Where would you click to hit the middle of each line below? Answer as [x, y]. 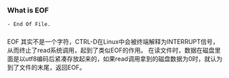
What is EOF [28, 10]
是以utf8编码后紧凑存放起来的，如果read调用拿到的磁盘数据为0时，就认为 [118, 59]
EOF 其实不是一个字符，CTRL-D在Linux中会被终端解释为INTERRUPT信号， [113, 42]
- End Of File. [29, 25]
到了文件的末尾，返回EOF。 [47, 68]
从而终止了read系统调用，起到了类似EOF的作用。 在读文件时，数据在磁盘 [111, 51]
